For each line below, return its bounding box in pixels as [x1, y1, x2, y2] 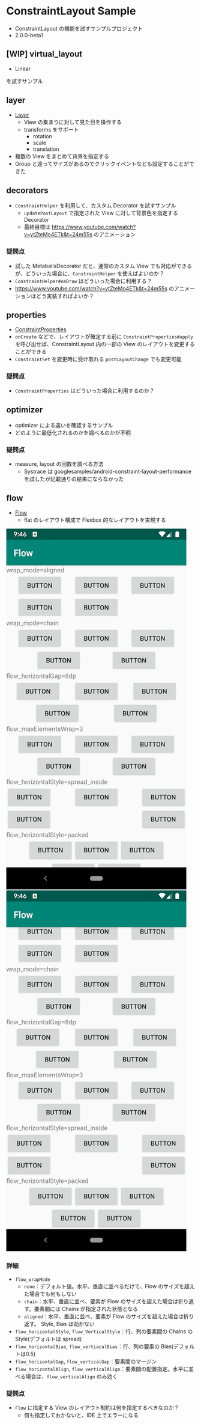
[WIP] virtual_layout [6, 49, 83, 60]
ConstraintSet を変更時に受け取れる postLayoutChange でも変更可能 [14, 356, 182, 363]
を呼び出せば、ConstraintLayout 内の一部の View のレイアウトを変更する [14, 341, 195, 348]
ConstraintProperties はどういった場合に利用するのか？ [14, 387, 155, 394]
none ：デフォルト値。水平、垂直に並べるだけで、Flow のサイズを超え [23, 1283, 195, 1290]
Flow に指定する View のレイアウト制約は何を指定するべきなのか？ [14, 1404, 179, 1411]
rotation [32, 132, 52, 139]
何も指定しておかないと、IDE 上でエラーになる [23, 1411, 139, 1419]
